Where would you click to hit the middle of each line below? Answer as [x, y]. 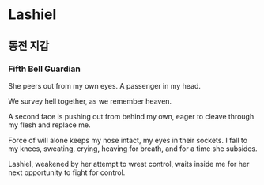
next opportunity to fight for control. [67, 172]
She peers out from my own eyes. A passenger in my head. [105, 85]
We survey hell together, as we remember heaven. [90, 101]
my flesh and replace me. [49, 125]
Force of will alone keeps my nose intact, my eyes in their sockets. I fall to [128, 140]
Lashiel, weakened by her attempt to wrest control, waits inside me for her [129, 164]
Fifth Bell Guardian [44, 69]
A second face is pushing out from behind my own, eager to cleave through [131, 116]
